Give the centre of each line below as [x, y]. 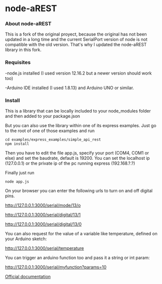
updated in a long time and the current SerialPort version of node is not [76, 39]
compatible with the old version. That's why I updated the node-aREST [76, 45]
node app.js [17, 182]
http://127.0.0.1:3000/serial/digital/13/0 [43, 224]
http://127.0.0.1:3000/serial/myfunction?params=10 [56, 267]
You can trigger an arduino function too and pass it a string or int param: [77, 258]
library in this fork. [23, 50]
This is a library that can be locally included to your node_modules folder [78, 111]
